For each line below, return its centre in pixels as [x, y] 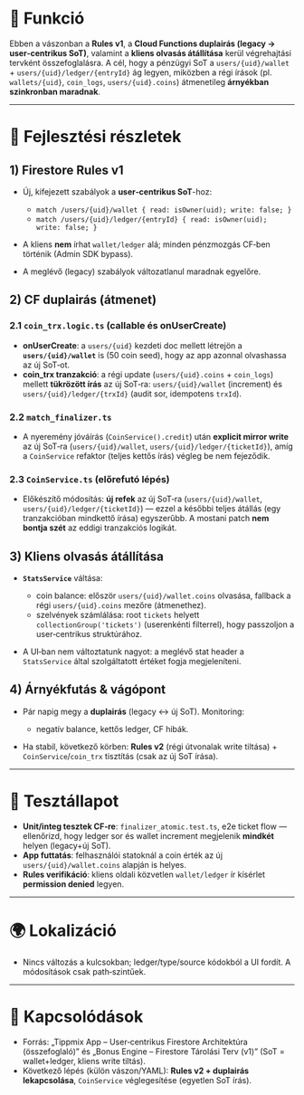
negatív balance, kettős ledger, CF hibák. [112, 728]
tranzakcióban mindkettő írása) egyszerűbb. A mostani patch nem [146, 519]
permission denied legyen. [73, 884]
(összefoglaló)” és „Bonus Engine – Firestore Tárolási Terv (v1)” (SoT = [153, 1051]
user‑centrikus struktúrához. [89, 634]
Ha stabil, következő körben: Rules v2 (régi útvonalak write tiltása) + [150, 747]
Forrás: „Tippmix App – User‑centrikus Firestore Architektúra [135, 1042]
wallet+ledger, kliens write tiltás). [84, 1061]
